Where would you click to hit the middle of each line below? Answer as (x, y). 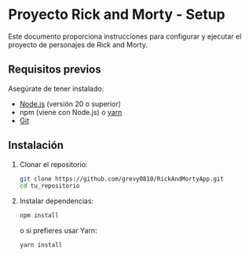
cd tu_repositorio (49, 186)
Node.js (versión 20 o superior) (70, 103)
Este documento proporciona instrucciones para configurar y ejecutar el (125, 36)
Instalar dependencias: (57, 201)
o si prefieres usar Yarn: (58, 231)
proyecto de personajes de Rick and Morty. (78, 44)
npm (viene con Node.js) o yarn (71, 112)
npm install (39, 216)
